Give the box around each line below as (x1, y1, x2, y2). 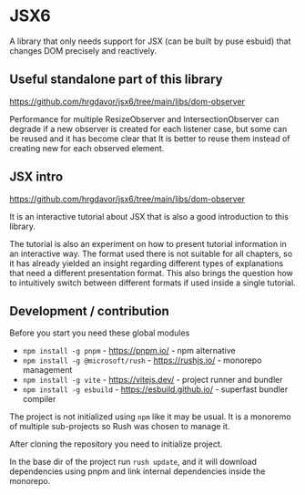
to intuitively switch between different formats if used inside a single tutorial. (9, 277, 296, 288)
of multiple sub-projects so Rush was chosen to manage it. (9, 421, 230, 432)
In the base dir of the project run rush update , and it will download (9, 457, 258, 468)
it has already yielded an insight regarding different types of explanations (9, 257, 284, 269)
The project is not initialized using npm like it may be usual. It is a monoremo (9, 411, 291, 422)
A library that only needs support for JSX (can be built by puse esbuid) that (9, 36, 291, 46)
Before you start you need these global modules (9, 327, 190, 338)
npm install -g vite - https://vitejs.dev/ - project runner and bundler (22, 375, 283, 386)
